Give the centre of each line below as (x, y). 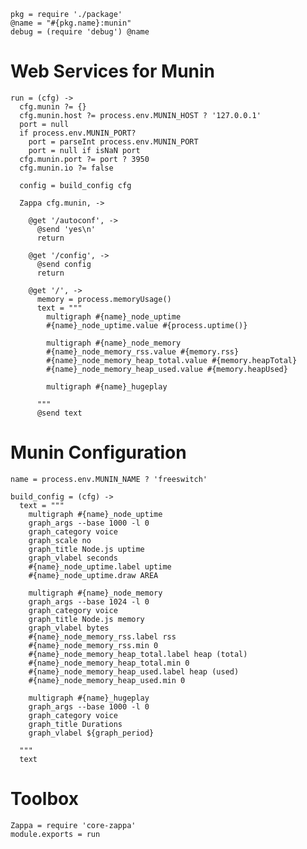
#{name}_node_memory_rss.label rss (102, 636)
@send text (59, 413)
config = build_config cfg (75, 185)
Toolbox (44, 799)
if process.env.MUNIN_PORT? (78, 133)
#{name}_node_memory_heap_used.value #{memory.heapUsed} (167, 369)
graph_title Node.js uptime (86, 549)
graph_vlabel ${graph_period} (91, 733)
